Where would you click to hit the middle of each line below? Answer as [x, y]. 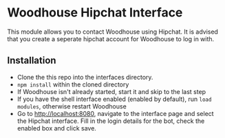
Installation [32, 61]
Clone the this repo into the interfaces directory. [85, 77]
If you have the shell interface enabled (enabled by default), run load [114, 99]
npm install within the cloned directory [73, 84]
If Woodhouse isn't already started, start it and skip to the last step [111, 91]
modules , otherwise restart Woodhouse [72, 106]
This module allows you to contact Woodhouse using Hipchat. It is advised [113, 32]
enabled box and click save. [56, 128]
